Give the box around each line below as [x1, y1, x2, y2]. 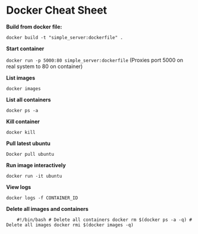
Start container [6, 45, 44, 52]
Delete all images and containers [6, 205, 89, 212]
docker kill [6, 129, 36, 135]
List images [6, 74, 36, 81]
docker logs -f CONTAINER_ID [6, 195, 78, 201]
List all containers [6, 96, 52, 103]
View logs [6, 183, 31, 190]
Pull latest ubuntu [6, 140, 51, 147]
